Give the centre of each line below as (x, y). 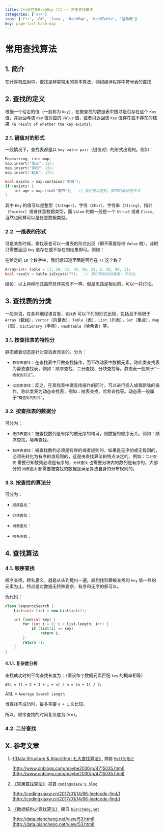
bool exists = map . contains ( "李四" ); (43, 181)
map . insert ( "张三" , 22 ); (30, 164)
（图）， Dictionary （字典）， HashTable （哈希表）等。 (58, 326)
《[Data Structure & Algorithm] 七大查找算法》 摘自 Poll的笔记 (73, 759)
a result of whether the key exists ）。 (55, 124)
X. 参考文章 (22, 746)
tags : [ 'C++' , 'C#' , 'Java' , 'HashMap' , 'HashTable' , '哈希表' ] (71, 19)
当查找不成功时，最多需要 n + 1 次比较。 (46, 704)
